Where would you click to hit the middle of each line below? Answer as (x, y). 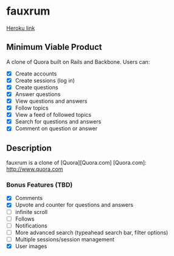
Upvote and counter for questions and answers (74, 205)
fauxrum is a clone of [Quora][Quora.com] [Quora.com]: (77, 163)
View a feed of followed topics (53, 115)
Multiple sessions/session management (64, 239)
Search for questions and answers (58, 122)
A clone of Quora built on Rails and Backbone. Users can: (78, 61)
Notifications (31, 226)
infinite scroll (31, 212)
